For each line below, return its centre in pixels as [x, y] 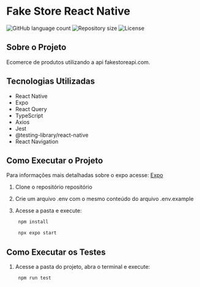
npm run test [35, 278]
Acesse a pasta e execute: [49, 211]
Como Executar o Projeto [55, 160]
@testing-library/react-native [52, 135]
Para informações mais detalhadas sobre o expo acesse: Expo [85, 175]
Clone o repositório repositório [54, 187]
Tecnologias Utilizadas [51, 82]
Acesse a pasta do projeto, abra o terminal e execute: [83, 266]
